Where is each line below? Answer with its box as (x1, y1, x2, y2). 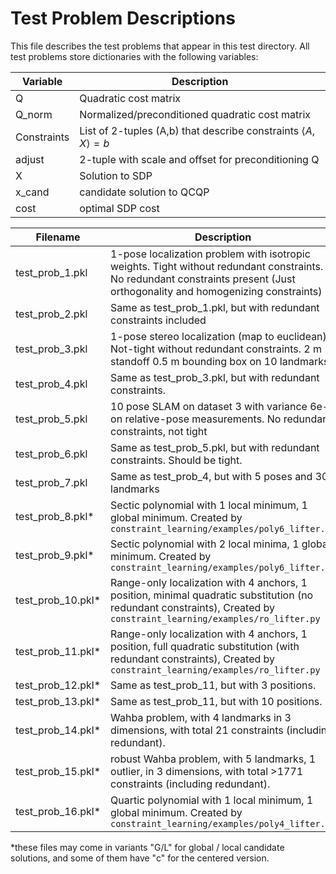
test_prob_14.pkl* (15, 723, 102, 737)
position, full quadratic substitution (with (110, 639, 300, 653)
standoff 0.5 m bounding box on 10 (110, 354, 278, 368)
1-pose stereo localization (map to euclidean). (110, 329, 330, 343)
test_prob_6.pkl (15, 447, 88, 461)
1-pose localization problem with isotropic (110, 247, 311, 261)
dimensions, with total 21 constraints (110, 723, 284, 737)
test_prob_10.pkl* (15, 593, 102, 607)
